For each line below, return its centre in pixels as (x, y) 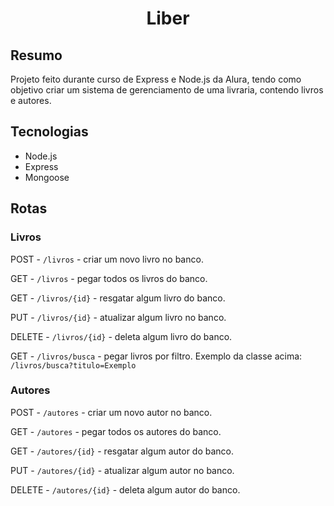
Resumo (36, 55)
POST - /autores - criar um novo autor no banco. (111, 412)
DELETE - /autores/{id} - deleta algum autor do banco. (125, 489)
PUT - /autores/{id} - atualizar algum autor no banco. (122, 470)
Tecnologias (49, 132)
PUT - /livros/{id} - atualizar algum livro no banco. (118, 317)
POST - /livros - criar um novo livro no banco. (107, 259)
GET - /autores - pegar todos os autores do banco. (116, 431)
